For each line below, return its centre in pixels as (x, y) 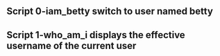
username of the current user (71, 45)
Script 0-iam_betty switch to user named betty (110, 11)
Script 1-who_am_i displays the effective (96, 35)
